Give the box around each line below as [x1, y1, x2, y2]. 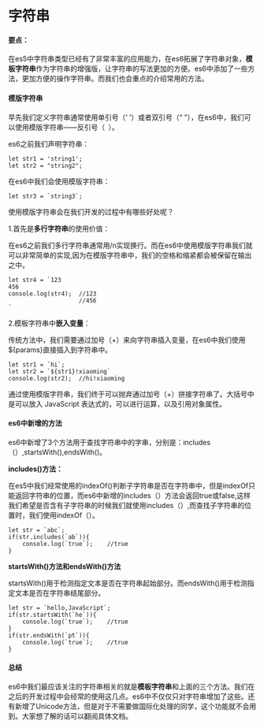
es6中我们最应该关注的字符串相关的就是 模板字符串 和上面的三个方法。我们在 [8, 682, 255, 691]
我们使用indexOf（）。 [28, 510, 100, 520]
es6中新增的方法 [8, 418, 63, 428]
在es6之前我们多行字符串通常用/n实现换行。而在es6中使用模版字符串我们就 [8, 240, 253, 250]
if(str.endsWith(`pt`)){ [8, 631, 90, 639]
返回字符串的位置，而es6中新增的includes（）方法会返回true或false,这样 [14, 490, 251, 500]
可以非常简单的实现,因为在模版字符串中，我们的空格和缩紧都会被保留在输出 [8, 250, 252, 260]
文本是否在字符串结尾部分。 [14, 588, 105, 597]
